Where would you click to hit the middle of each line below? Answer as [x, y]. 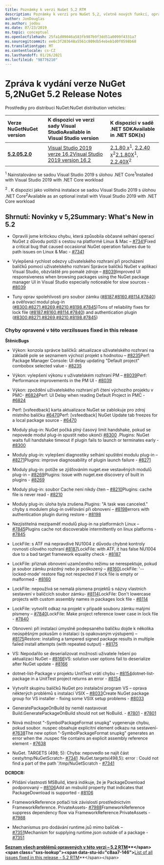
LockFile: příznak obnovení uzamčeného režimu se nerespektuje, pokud [84, 564]
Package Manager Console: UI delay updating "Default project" [76, 361]
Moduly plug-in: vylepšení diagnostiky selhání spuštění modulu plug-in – [85, 455]
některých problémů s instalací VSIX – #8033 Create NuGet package [81, 693]
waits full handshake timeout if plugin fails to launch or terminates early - [85, 440]
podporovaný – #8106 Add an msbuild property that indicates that [78, 788]
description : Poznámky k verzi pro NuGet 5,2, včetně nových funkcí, [77, 14]
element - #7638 [29, 744]
